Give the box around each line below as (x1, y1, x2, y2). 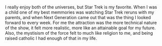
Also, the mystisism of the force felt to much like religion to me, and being (5, 30, 153, 36)
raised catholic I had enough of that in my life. (5, 35, 97, 41)
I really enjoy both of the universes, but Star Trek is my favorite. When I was (5, 4, 157, 10)
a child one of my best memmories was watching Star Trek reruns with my (5, 9, 155, 15)
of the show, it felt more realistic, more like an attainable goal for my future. (5, 25, 156, 31)
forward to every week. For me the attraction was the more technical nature (5, 20, 157, 25)
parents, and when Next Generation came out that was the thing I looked (5, 15, 151, 20)
